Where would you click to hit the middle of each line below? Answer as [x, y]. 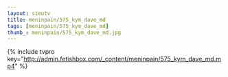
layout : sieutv [29, 13]
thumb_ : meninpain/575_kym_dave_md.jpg [64, 32]
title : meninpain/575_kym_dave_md [57, 20]
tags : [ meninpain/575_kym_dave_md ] [58, 26]
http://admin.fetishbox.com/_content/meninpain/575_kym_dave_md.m [123, 59]
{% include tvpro [31, 52]
